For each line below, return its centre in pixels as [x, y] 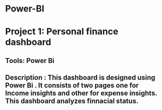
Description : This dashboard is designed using [80, 78]
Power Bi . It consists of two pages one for [72, 85]
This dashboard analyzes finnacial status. [72, 101]
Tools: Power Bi [30, 60]
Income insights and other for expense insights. [81, 93]
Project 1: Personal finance [62, 32]
